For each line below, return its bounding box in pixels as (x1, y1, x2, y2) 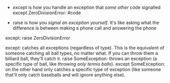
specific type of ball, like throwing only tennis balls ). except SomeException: (5, 61, 165, 67)
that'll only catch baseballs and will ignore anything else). (5, 72, 126, 78)
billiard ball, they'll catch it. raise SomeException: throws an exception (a (5, 56, 157, 62)
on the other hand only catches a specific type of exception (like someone (5, 66, 161, 72)
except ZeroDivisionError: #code (12, 10, 81, 16)
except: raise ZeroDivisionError (5, 35, 70, 41)
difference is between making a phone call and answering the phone (12, 25, 157, 31)
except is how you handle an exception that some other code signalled (12, 5, 161, 10)
